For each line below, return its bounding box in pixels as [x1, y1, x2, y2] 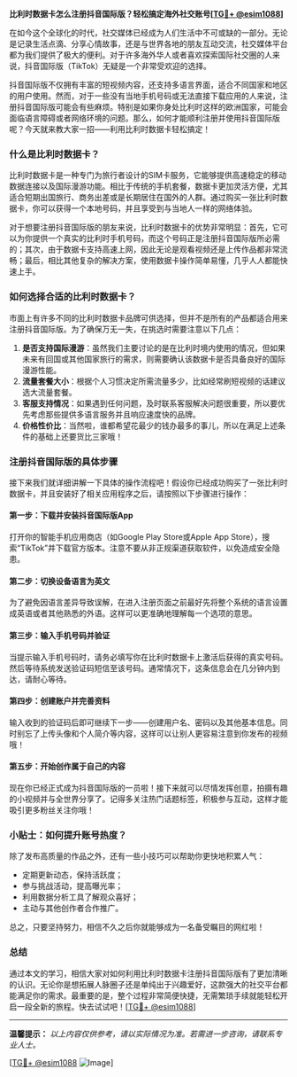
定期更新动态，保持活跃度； [21, 870, 124, 880]
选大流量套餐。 [21, 386, 77, 397]
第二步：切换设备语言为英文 [9, 575, 110, 586]
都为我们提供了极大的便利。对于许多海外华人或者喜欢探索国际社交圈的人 [9, 50, 272, 60]
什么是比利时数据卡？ [9, 148, 100, 160]
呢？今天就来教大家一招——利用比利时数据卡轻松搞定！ [9, 124, 210, 134]
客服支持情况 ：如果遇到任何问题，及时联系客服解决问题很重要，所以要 [21, 398, 278, 409]
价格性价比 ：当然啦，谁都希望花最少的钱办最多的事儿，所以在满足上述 [21, 420, 278, 431]
